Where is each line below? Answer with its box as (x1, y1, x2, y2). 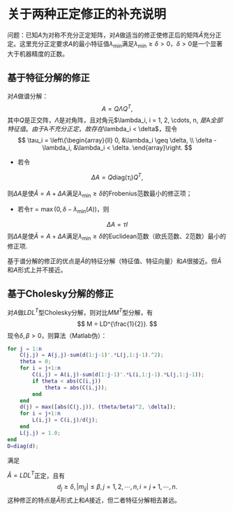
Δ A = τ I (106, 221, 128, 229)
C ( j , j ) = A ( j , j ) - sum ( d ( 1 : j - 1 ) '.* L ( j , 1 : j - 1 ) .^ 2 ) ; (20, 352, 164, 359)
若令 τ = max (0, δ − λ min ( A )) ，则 (17, 205, 110, 215)
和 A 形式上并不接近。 (7, 266, 67, 274)
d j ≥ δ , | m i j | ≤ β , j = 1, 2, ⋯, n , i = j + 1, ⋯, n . (57, 482, 178, 492)
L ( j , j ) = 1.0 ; (20, 429, 61, 436)
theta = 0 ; (20, 358, 52, 365)
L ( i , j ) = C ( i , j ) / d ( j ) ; (32, 417, 98, 424)
